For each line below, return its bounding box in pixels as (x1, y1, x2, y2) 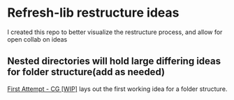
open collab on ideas (7, 35, 68, 43)
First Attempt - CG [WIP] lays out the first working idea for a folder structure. (7, 85, 228, 93)
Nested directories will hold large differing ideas (7, 56, 221, 67)
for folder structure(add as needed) (7, 66, 166, 78)
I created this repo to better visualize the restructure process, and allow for (7, 28, 223, 36)
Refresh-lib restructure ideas (7, 5, 180, 21)
